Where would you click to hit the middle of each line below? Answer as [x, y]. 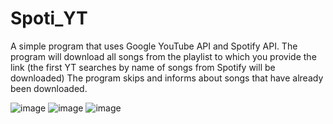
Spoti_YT [49, 18]
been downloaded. [49, 88]
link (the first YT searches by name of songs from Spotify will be [143, 67]
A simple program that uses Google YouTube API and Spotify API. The [154, 46]
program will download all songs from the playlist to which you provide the [163, 56]
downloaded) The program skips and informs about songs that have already [167, 78]
